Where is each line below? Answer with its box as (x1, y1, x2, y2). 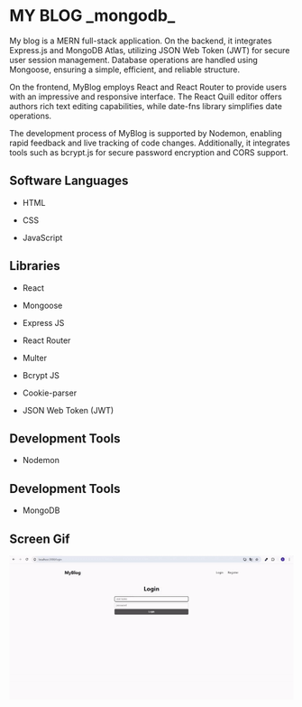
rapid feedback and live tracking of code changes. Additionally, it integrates (9, 137, 290, 148)
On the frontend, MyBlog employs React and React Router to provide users (9, 81, 287, 92)
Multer (22, 352, 48, 363)
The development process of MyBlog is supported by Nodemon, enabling (9, 127, 282, 138)
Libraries (9, 258, 60, 274)
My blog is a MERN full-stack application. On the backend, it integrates (9, 35, 272, 46)
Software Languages (9, 173, 129, 189)
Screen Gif (9, 531, 70, 546)
